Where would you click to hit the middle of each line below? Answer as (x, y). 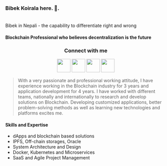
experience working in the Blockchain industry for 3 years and (83, 86)
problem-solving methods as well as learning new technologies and (89, 108)
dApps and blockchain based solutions (53, 136)
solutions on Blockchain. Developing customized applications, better (90, 102)
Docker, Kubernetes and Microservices (54, 152)
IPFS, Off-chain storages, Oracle (47, 141)
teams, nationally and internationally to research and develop (82, 97)
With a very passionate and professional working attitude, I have (85, 81)
